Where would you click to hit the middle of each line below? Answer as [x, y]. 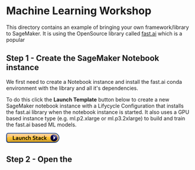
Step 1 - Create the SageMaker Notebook [83, 58]
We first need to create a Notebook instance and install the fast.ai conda [94, 81]
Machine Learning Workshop [79, 11]
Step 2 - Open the [39, 160]
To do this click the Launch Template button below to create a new [88, 99]
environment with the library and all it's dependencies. [72, 88]
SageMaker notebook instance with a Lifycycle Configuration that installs [95, 106]
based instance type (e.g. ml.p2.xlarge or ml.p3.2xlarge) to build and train [96, 118]
